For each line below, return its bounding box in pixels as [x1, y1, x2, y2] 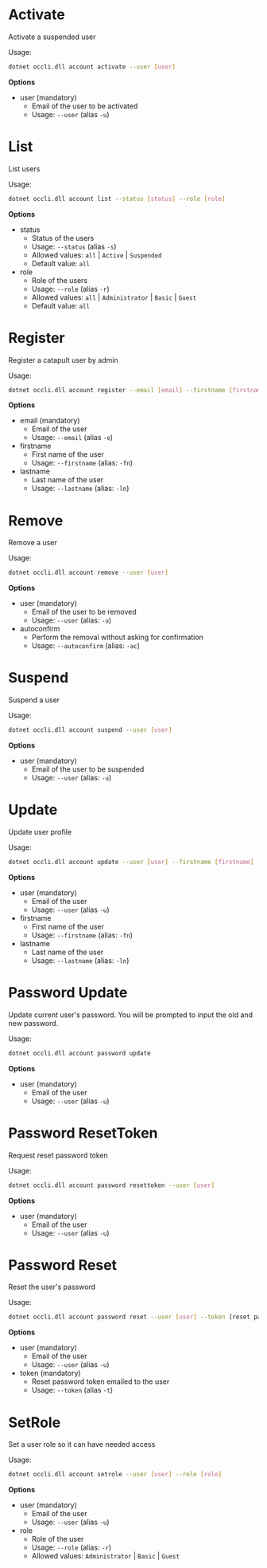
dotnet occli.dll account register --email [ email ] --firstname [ [8, 386, 233, 394]
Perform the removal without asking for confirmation [31, 632, 204, 643]
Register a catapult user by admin [8, 355, 118, 364]
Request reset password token [8, 1150, 109, 1160]
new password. [8, 1018, 59, 1028]
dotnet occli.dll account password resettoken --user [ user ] [8, 1181, 215, 1189]
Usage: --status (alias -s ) [31, 242, 117, 251]
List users [8, 163, 41, 173]
